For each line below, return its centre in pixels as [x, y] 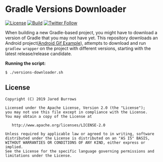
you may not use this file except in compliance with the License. [77, 112]
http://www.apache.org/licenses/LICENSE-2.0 [59, 125]
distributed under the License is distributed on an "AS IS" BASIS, [78, 138]
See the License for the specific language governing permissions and [80, 151]
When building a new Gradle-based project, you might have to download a [81, 32]
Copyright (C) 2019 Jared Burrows [41, 99]
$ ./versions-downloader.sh [34, 72]
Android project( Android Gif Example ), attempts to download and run [76, 43]
